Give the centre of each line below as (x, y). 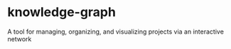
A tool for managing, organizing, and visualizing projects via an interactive (116, 31)
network (20, 38)
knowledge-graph (61, 12)
